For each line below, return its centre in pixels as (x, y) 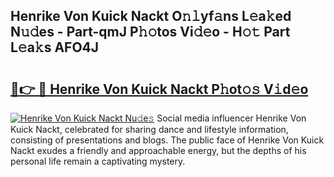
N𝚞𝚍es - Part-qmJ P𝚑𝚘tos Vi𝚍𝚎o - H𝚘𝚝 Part (150, 32)
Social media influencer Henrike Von (231, 118)
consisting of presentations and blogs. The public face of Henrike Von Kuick (167, 140)
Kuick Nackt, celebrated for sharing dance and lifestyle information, (149, 129)
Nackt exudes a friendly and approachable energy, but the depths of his (158, 150)
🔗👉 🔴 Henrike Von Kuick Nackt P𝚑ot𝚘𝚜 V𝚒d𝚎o (159, 89)
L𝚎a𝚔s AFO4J (55, 47)
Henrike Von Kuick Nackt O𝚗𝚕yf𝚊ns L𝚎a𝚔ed (151, 16)
